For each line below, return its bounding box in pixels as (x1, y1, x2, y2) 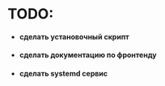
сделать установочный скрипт (19, 31, 130, 41)
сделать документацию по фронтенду (19, 50, 157, 60)
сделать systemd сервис (19, 68, 108, 78)
